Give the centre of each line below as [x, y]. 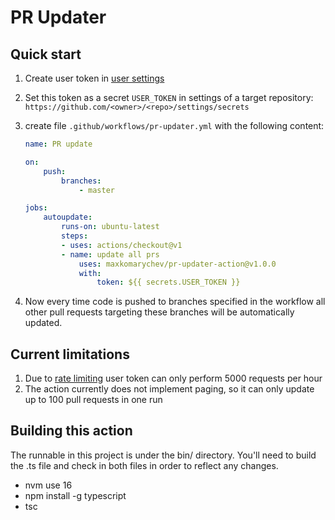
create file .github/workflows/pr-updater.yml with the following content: [174, 125]
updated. [43, 323]
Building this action [71, 431]
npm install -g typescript [75, 495]
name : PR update [58, 144]
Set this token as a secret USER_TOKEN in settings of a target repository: [169, 97]
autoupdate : [68, 217]
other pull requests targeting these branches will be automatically [159, 312]
